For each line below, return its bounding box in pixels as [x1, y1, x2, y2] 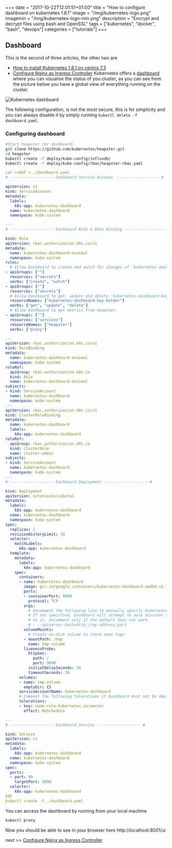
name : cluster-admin [10, 450, 54, 456]
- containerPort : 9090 [24, 593, 72, 599]
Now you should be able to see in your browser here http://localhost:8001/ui [5, 827, 166, 833]
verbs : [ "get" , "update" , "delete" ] [10, 303, 88, 308]
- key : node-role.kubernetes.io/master [18, 704, 104, 709]
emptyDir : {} [24, 684, 52, 690]
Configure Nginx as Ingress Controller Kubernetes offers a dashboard [12, 70, 160, 76]
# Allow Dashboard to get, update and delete [10, 293, 109, 298]
